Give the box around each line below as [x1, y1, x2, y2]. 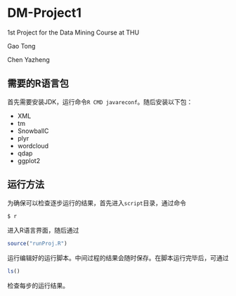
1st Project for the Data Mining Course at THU [7, 28, 140, 37]
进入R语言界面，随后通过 [7, 226, 79, 235]
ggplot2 [17, 156, 41, 165]
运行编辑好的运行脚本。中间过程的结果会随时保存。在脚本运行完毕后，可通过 [7, 254, 229, 262]
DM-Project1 [7, 5, 82, 21]
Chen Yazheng [7, 55, 51, 64]
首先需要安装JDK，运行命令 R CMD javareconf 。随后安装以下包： [7, 97, 193, 106]
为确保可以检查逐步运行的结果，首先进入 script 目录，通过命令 [7, 198, 186, 207]
